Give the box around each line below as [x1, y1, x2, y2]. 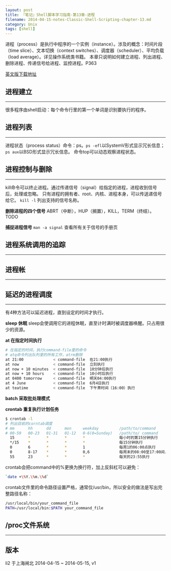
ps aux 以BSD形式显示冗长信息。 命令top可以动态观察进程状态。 [5, 148, 139, 154]
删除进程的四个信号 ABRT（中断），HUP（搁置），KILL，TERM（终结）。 [5, 207, 154, 214]
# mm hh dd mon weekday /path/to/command [5, 426, 156, 431]
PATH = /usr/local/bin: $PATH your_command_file [5, 505, 103, 510]
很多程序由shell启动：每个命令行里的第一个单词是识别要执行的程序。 [5, 107, 149, 113]
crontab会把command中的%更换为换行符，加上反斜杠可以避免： [5, 464, 141, 470]
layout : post [5, 7, 33, 13]
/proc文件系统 [5, 521, 50, 529]
